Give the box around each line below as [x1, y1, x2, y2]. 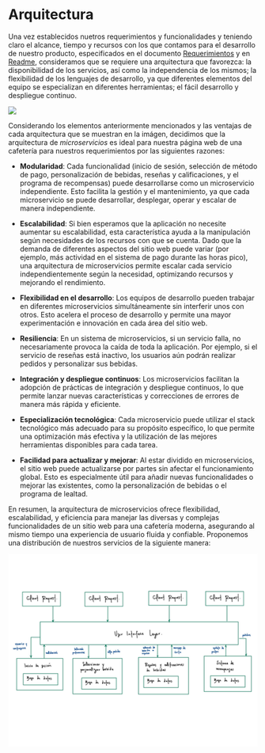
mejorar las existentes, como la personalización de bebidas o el [19, 481, 227, 490]
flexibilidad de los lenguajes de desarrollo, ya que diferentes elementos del [8, 74, 252, 83]
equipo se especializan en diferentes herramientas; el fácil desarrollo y [8, 82, 239, 92]
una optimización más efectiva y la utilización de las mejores [19, 432, 218, 441]
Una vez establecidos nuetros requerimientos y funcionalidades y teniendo [8, 32, 253, 41]
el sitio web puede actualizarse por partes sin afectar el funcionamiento [19, 463, 254, 473]
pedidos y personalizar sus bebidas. [19, 359, 138, 368]
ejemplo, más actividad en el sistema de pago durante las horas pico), [19, 252, 248, 262]
